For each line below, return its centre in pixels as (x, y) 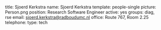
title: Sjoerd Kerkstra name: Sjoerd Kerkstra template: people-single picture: (81, 7)
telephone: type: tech (26, 22)
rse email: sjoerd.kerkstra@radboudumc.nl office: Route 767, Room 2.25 (77, 17)
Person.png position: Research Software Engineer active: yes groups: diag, (80, 12)
